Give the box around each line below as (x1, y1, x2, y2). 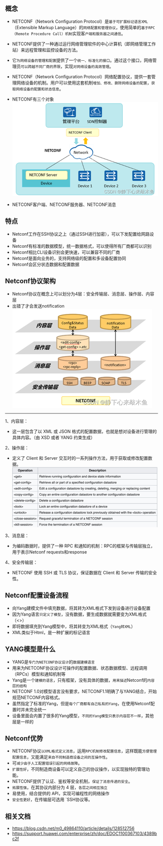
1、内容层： (5, 418, 28, 424)
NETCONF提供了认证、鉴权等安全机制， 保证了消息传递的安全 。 (12, 778, 133, 784)
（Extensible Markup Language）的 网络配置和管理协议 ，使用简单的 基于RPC (12, 24, 155, 30)
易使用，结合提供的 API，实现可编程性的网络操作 (12, 791, 110, 796)
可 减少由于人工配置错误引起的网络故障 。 (12, 760, 82, 766)
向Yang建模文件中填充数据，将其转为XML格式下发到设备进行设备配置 (12, 605, 151, 611)
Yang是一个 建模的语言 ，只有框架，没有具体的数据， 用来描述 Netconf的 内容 (12, 677, 155, 683)
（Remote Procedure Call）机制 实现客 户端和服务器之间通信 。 (12, 31, 126, 36)
